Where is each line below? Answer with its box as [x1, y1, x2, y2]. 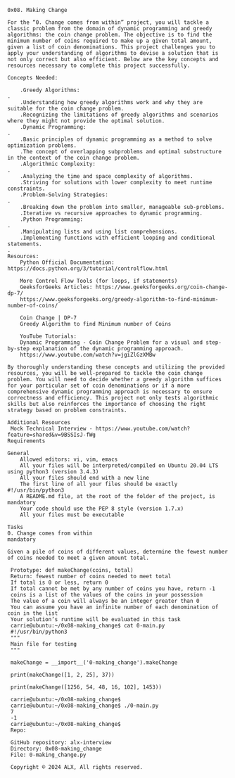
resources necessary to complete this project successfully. [7, 62, 191, 69]
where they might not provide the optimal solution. [7, 117, 165, 125]
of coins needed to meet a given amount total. [7, 554, 150, 561]
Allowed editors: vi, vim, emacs [20, 456, 118, 463]
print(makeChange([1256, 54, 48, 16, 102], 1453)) [10, 684, 162, 691]
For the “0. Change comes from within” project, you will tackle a [7, 19, 210, 26]
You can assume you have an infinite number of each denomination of [10, 604, 219, 611]
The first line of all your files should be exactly [20, 480, 178, 487]
